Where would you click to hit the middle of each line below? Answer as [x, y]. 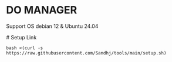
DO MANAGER [42, 10]
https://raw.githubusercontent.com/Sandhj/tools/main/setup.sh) [86, 53]
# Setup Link [21, 37]
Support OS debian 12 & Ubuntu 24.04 [52, 26]
